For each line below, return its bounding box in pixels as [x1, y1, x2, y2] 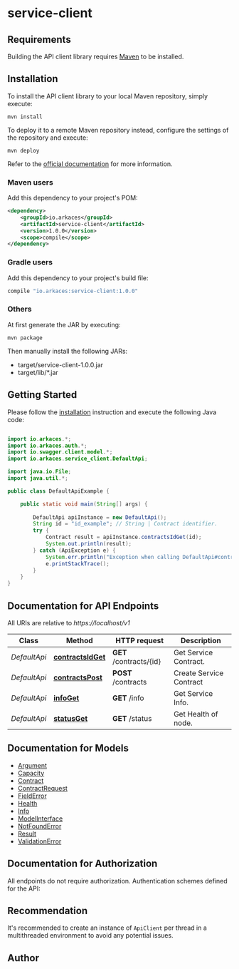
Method [65, 635, 94, 645]
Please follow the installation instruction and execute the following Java [7, 408, 217, 416]
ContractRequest [17, 784, 68, 792]
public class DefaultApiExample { [7, 487, 110, 495]
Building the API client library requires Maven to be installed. [7, 52, 184, 61]
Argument [17, 761, 48, 769]
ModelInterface [17, 814, 63, 823]
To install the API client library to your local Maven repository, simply [7, 91, 208, 101]
